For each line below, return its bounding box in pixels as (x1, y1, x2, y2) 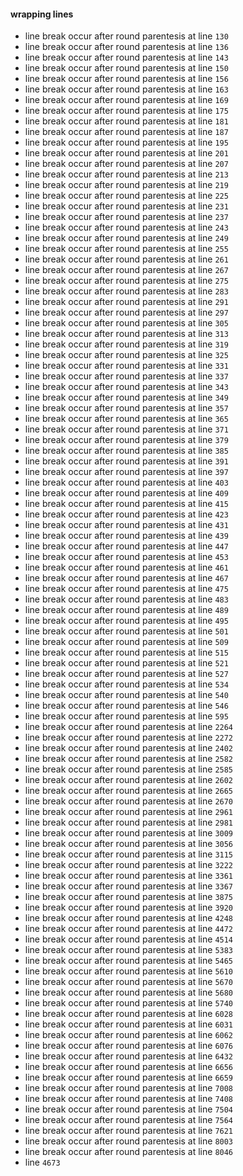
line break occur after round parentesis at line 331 (24, 360, 229, 372)
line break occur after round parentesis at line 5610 (24, 965, 234, 977)
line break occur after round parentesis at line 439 (24, 530, 229, 542)
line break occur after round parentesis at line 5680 (24, 986, 234, 999)
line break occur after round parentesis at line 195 (24, 136, 229, 149)
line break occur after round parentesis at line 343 (24, 381, 229, 393)
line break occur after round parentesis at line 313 (24, 328, 229, 340)
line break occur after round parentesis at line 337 (24, 370, 229, 382)
